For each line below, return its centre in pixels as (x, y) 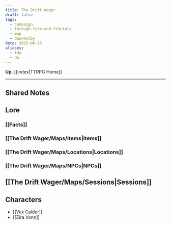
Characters (23, 199)
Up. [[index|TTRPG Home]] (34, 72)
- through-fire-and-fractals (41, 29)
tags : (11, 19)
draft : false (19, 15)
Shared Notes (27, 93)
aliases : (15, 48)
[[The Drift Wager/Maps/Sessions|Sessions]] (78, 182)
